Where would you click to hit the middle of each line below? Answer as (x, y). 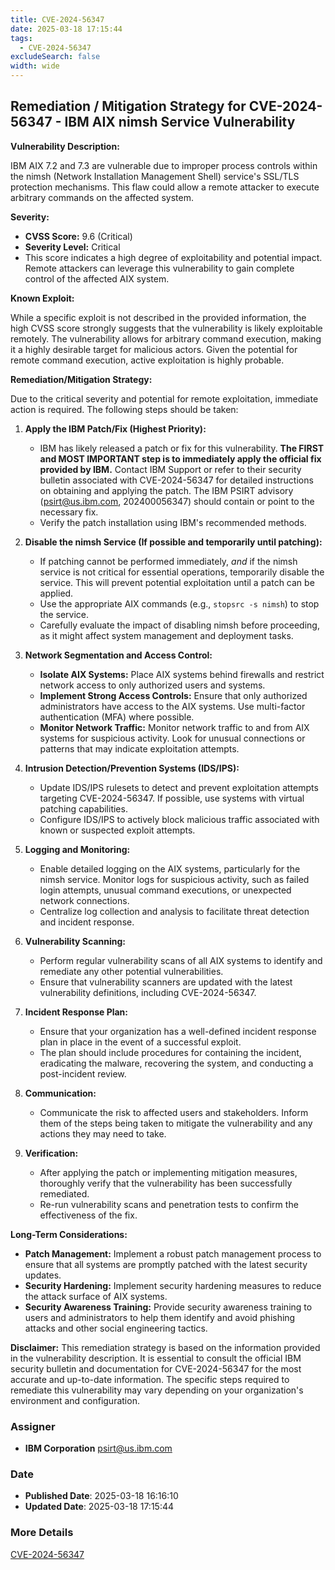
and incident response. (87, 922)
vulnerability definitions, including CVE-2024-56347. (148, 992)
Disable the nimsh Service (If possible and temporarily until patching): (173, 542)
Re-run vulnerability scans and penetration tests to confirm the (169, 1204)
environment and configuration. (75, 1400)
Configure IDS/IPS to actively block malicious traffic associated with (179, 819)
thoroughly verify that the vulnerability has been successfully (166, 1183)
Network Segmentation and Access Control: (118, 655)
